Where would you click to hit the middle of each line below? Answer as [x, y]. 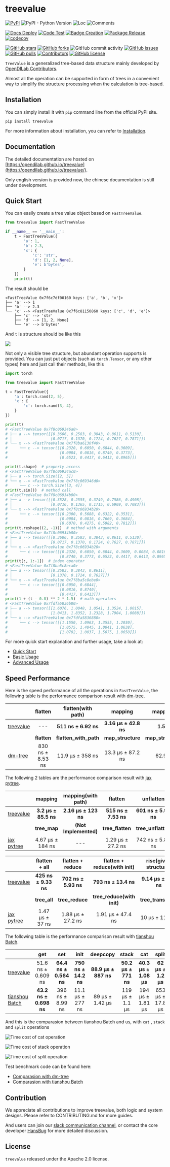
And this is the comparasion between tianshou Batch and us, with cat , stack [85, 1022]
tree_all [44, 900]
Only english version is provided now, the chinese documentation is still [80, 180]
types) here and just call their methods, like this [55, 364]
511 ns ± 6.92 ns [77, 727]
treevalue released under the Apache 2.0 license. [57, 1159]
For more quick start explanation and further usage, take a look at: [74, 642]
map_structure [122, 738]
